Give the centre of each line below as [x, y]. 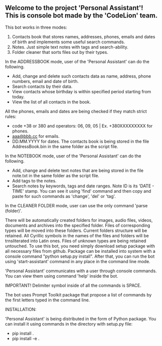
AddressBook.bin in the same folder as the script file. [65, 146]
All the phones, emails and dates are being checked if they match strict [76, 111]
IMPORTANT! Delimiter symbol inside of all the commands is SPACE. [73, 285]
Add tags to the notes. [34, 181]
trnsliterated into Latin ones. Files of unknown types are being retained [76, 241]
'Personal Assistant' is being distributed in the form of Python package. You [81, 319]
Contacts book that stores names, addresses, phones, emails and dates [83, 36]
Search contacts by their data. [42, 86]
